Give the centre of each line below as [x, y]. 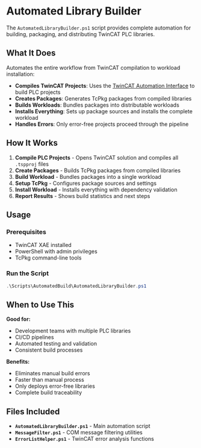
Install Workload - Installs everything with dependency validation [96, 189]
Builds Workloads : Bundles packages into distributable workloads [97, 105]
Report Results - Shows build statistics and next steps [82, 196]
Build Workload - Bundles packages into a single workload [88, 176]
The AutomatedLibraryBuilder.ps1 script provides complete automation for [99, 28]
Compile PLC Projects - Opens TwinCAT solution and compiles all [97, 157]
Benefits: [18, 362]
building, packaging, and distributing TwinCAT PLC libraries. [81, 34]
